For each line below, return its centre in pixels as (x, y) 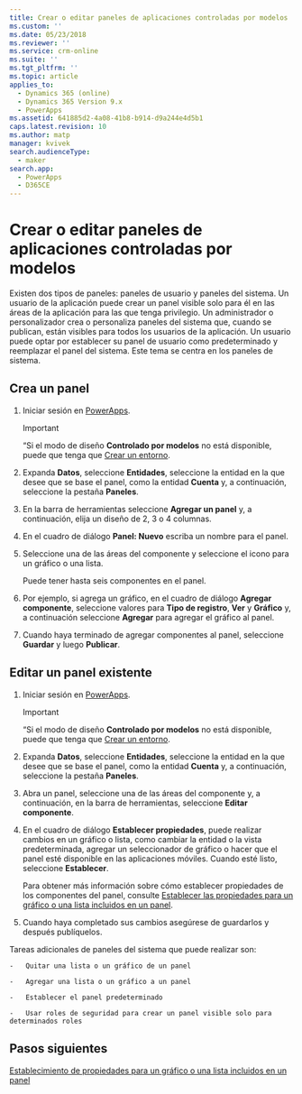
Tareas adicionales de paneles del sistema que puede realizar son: (133, 949)
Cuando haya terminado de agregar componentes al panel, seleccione (153, 634)
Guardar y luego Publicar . (71, 644)
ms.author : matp (40, 135)
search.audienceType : (50, 152)
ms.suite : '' (34, 60)
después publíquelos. (62, 932)
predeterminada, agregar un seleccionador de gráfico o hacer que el (150, 849)
